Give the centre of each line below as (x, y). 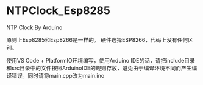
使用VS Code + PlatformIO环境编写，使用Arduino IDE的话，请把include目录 (101, 60)
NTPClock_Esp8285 (59, 11)
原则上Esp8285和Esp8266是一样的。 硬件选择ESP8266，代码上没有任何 (97, 39)
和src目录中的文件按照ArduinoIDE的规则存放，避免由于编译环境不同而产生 (99, 68)
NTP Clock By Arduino (34, 27)
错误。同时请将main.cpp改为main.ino (58, 75)
